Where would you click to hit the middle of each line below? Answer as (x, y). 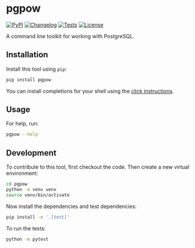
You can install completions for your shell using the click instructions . (90, 91)
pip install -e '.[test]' (38, 217)
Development (32, 153)
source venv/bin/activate (38, 195)
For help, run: (22, 124)
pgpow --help (22, 134)
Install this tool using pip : (37, 69)
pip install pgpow (29, 80)
